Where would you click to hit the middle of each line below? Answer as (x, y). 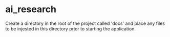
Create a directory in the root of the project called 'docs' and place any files (85, 23)
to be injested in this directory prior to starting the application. (70, 28)
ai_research (31, 9)
